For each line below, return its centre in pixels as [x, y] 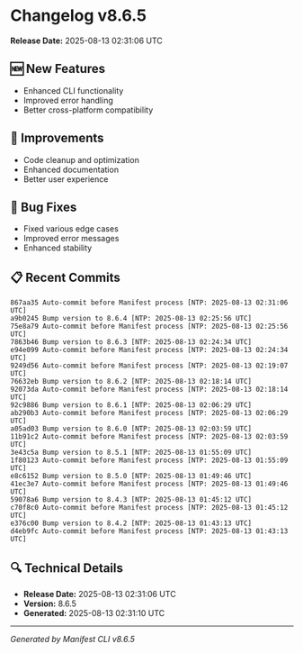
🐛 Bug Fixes [44, 207]
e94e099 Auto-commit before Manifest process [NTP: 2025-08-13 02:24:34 [149, 350]
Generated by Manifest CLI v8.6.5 [73, 639]
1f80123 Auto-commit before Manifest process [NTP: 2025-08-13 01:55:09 [149, 460]
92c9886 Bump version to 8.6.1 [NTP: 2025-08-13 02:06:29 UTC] [131, 405]
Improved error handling [68, 100]
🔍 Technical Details [67, 568]
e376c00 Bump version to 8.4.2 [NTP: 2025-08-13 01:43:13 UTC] [131, 523]
